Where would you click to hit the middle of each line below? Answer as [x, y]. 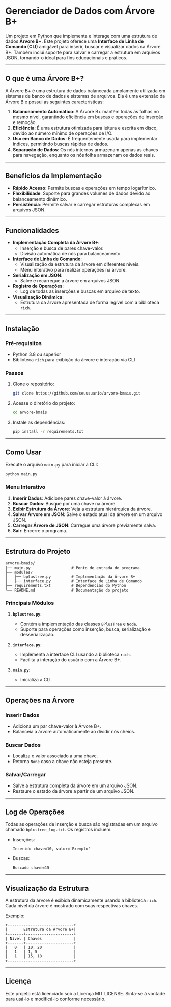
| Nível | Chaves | [41, 938]
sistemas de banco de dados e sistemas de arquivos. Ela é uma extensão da [85, 96]
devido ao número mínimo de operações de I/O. [63, 133]
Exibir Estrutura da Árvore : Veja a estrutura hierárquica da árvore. [82, 509]
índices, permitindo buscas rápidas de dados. [60, 144]
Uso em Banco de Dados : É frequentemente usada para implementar [85, 138]
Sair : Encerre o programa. [40, 530]
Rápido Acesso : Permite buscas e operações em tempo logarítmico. [84, 188]
